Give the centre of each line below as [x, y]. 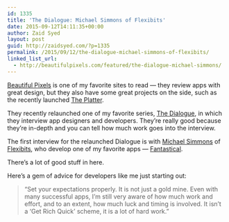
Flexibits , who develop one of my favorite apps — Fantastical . [95, 148]
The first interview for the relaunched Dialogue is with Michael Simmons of [114, 141]
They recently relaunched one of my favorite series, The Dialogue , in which [114, 113]
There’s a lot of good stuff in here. [56, 162]
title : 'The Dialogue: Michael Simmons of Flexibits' [87, 20]
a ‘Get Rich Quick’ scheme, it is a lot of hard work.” [96, 211]
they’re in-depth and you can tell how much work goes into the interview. [112, 128]
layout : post [26, 40]
